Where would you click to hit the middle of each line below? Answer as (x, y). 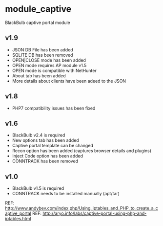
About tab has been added (39, 76)
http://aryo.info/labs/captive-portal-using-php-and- (94, 213)
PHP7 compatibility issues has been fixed (54, 108)
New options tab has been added (45, 140)
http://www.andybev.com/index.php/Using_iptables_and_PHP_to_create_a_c (82, 208)
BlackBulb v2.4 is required (39, 135)
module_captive (38, 9)
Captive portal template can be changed (53, 146)
